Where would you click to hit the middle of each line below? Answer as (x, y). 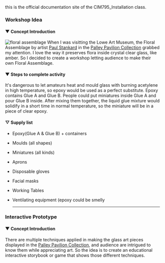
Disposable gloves (31, 171)
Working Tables (28, 190)
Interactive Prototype (31, 217)
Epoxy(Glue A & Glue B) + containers (49, 133)
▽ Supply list (19, 122)
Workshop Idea (24, 20)
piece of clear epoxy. (27, 111)
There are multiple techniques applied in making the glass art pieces (74, 239)
